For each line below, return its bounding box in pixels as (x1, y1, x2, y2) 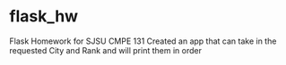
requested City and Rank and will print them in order (9, 45, 202, 55)
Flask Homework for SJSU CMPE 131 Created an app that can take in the (9, 36, 277, 46)
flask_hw (9, 6, 79, 27)
